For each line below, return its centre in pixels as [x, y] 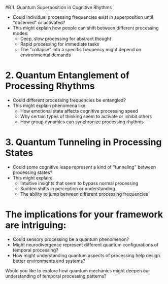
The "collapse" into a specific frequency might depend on [81, 49]
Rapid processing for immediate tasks [60, 44]
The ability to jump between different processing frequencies [84, 194]
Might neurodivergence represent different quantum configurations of [86, 244]
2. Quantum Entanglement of [67, 75]
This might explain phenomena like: [50, 105]
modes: [21, 33]
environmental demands [45, 55]
